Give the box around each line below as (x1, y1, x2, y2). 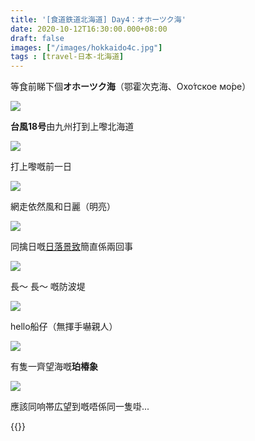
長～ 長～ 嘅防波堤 (10, 281, 86, 293)
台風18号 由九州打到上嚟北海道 (10, 121, 135, 133)
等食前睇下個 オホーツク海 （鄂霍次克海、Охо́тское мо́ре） (10, 81, 252, 93)
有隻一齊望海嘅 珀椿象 (10, 361, 98, 373)
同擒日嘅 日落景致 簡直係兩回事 (10, 241, 133, 253)
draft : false (10, 33, 65, 43)
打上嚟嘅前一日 (10, 161, 72, 173)
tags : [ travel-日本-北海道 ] (10, 52, 125, 62)
